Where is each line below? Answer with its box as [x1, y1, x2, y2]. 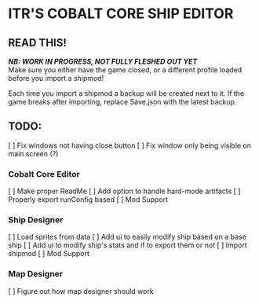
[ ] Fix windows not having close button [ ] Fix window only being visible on [8, 141, 252, 150]
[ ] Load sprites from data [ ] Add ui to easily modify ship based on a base [8, 233, 247, 242]
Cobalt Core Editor [8, 168, 80, 179]
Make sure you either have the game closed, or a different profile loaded [8, 65, 243, 75]
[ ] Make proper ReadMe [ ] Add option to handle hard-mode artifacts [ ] [8, 186, 241, 196]
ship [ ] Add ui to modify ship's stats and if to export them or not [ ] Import [8, 240, 247, 250]
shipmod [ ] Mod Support [8, 249, 90, 258]
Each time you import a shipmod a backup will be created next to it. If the [8, 89, 245, 98]
